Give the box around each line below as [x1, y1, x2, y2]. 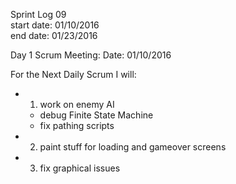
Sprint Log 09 [10, 9, 67, 20]
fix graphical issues [39, 162, 121, 174]
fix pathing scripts [39, 120, 115, 131]
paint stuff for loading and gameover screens [39, 141, 227, 153]
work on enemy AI [39, 99, 115, 110]
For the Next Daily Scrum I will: [10, 69, 137, 80]
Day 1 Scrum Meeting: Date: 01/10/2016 [10, 49, 172, 61]
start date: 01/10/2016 [10, 19, 100, 31]
